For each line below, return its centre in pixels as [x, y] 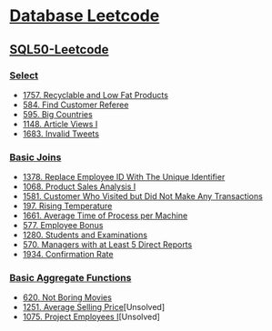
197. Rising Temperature [67, 206]
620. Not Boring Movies [67, 297]
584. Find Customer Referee [76, 105]
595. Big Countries [57, 114]
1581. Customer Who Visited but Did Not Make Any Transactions [143, 196]
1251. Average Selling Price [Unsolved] [94, 307]
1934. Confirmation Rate [68, 255]
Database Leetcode [85, 16]
